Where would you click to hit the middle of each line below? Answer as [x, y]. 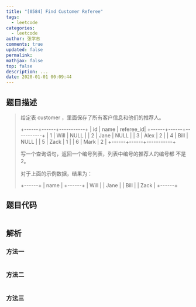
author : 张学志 [23, 39]
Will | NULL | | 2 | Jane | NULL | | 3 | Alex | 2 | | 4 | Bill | [122, 135]
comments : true [25, 45]
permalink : [19, 55]
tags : [13, 17]
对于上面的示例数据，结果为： [56, 173]
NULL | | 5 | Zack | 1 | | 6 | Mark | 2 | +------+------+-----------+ [98, 141]
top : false [19, 66]
